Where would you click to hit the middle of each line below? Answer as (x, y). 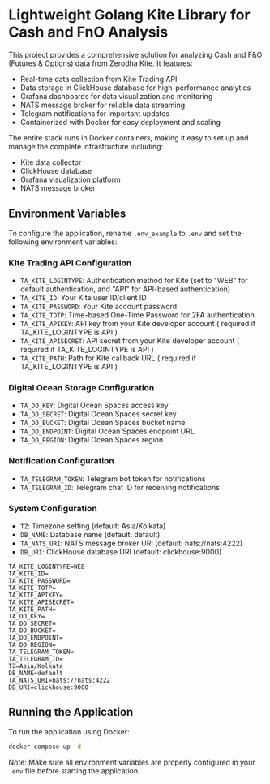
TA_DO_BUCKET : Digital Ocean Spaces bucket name (103, 423)
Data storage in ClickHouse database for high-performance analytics (135, 88)
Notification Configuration (62, 461)
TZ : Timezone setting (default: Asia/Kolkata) (93, 526)
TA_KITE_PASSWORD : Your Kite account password (99, 307)
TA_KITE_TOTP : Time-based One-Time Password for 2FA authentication (137, 315)
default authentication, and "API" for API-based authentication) (125, 289)
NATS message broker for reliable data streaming (103, 105)
